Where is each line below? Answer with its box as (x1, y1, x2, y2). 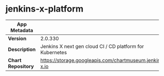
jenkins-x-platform (5, 3, 84, 15)
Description (8, 46, 36, 53)
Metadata (10, 27, 34, 33)
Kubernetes (40, 49, 67, 56)
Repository (8, 63, 34, 70)
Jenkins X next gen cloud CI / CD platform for (40, 43, 144, 49)
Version (8, 35, 27, 42)
